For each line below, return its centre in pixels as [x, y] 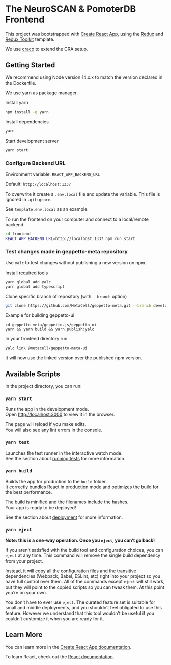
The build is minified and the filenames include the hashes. [67, 502]
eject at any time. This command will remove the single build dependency [83, 555]
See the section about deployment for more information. [64, 517]
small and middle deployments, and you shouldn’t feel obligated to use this [83, 608]
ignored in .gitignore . [28, 199]
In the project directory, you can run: [44, 386]
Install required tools [27, 273]
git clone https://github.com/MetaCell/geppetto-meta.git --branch [78, 306]
